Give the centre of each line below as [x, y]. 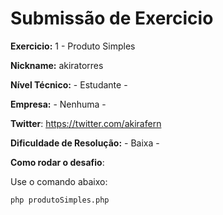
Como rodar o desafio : [57, 162]
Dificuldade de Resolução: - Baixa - [85, 143]
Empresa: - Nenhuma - [58, 104]
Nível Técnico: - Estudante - [69, 84]
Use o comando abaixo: [59, 181]
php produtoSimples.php [60, 200]
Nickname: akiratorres [57, 65]
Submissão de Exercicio [112, 18]
